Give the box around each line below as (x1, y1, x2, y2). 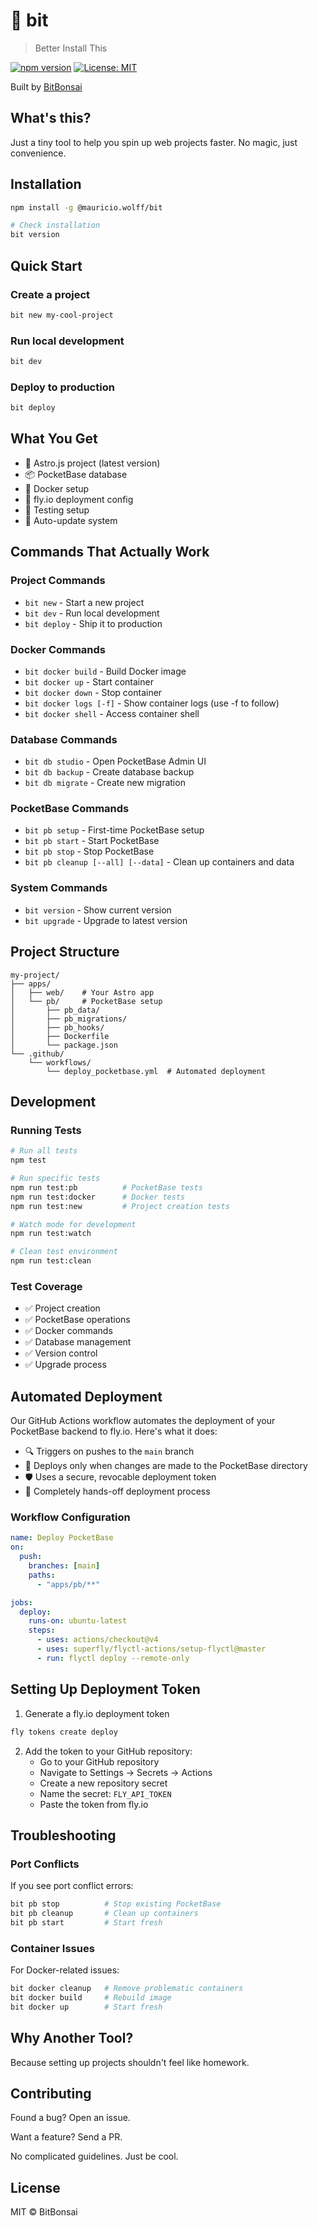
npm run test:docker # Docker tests (10, 1192, 186, 1202)
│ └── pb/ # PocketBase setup (10, 996, 163, 1006)
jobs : (10, 1597, 33, 1608)
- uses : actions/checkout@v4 (36, 1635, 159, 1645)
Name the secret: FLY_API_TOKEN (39, 1787, 172, 1799)
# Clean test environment (10, 1247, 118, 1257)
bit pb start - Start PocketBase (24, 835, 160, 847)
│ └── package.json (10, 1040, 118, 1050)
